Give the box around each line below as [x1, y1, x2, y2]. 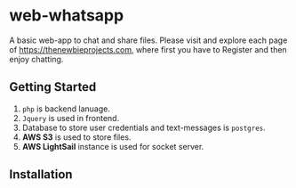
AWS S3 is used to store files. [21, 131, 132, 143]
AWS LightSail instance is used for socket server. [21, 141, 204, 151]
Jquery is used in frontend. [21, 112, 120, 123]
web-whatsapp [9, 5, 124, 26]
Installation [9, 167, 73, 183]
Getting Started [9, 79, 97, 94]
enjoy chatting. [9, 53, 64, 64]
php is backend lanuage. [21, 103, 111, 114]
